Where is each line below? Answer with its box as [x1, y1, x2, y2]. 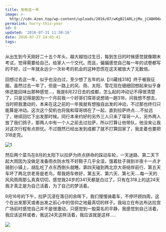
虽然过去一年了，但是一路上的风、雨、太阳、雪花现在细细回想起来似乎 [13, 82, 157, 88]
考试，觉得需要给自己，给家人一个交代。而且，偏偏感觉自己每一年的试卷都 [5, 60, 157, 66]
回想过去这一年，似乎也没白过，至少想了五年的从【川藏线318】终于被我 [5, 76, 151, 82]
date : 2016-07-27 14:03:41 [5, 35, 61, 40]
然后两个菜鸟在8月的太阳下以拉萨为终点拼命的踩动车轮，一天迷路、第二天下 [5, 152, 160, 158]
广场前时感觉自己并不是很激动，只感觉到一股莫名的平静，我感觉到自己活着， [5, 205, 161, 211]
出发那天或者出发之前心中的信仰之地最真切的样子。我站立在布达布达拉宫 [13, 199, 161, 205]
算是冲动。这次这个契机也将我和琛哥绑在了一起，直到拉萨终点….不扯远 [9, 107, 153, 113]
